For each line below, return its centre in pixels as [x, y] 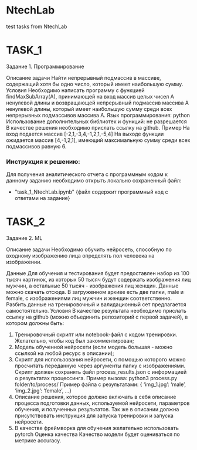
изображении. [24, 262]
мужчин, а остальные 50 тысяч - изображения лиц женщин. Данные [92, 286]
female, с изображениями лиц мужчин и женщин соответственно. [89, 298]
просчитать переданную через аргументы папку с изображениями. [100, 366]
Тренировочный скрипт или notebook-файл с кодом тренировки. [96, 334]
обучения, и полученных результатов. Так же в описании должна [97, 410]
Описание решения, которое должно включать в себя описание [95, 397]
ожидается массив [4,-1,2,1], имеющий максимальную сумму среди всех [98, 140]
